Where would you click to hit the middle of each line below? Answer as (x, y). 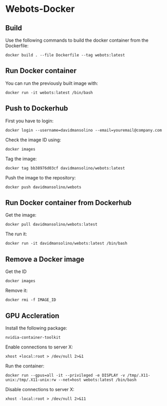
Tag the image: (21, 159)
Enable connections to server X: (39, 347)
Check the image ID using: (33, 140)
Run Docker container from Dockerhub (69, 203)
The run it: (16, 234)
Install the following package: (36, 328)
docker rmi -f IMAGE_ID (31, 300)
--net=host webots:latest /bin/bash (98, 380)
